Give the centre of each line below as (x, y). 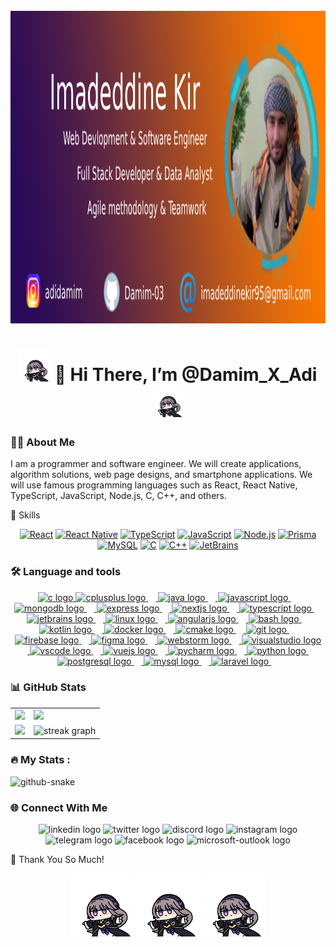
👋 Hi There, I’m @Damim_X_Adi (186, 375)
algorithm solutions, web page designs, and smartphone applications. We (161, 475)
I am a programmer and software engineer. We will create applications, (156, 464)
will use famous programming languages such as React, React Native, (154, 485)
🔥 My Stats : (40, 760)
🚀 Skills (25, 515)
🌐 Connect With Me (59, 807)
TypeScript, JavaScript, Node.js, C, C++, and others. (119, 496)
